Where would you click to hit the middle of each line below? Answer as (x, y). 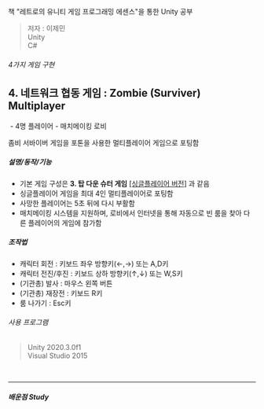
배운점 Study (29, 397)
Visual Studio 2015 (57, 356)
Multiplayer (37, 106)
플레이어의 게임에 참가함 (65, 223)
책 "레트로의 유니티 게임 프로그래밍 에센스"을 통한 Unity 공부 (101, 11)
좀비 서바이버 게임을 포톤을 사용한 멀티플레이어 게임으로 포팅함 (104, 142)
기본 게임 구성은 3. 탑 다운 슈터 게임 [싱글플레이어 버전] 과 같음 (114, 183)
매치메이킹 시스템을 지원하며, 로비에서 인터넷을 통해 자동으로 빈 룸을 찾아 (130, 213)
